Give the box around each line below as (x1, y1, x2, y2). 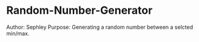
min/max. (6, 29, 30, 37)
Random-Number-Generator (6, 4, 153, 17)
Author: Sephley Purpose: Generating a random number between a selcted (6, 23, 193, 31)
